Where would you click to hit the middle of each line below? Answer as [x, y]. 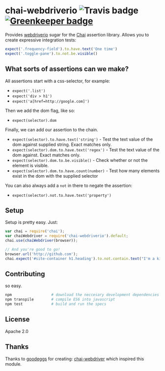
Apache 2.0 [17, 331]
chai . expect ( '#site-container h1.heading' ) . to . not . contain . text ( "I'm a [80, 259]
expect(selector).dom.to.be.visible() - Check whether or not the [80, 160]
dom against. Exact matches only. [46, 155]
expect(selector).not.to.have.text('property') [62, 195]
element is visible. [30, 165]
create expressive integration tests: [41, 40]
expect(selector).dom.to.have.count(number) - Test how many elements [86, 171]
